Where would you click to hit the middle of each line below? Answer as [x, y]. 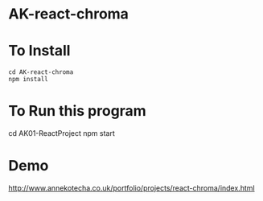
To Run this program [77, 111]
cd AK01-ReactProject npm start [62, 133]
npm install [28, 80]
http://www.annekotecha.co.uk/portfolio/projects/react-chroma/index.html [131, 188]
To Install [39, 51]
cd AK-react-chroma [41, 72]
